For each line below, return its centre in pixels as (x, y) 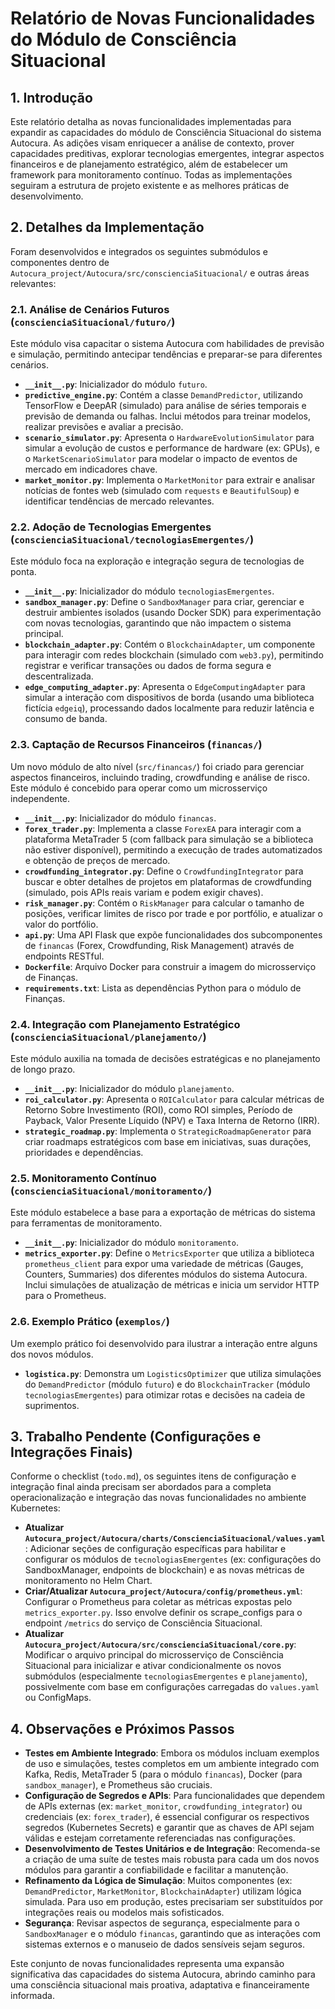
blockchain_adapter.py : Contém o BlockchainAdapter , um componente (170, 644)
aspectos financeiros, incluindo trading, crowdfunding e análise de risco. (160, 777)
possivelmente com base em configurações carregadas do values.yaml (172, 1687)
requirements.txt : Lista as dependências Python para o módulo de (163, 988)
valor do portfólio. (61, 924)
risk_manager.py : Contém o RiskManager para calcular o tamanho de (164, 903)
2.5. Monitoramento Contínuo (83, 1178)
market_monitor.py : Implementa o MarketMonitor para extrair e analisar (170, 480)
